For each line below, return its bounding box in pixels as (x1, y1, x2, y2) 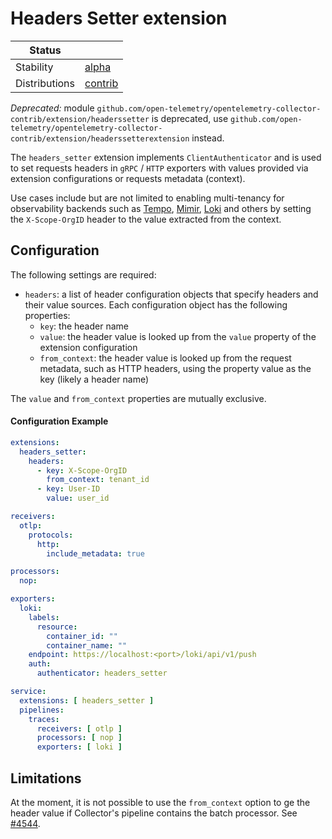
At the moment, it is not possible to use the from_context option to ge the (10, 797, 311, 809)
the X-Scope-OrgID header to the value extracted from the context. (10, 213, 282, 225)
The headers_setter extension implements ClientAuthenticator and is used (10, 151, 322, 163)
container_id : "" (46, 631, 118, 641)
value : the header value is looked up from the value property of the (39, 330, 317, 342)
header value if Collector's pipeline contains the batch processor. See (10, 807, 298, 819)
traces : (28, 714, 60, 724)
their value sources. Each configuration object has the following (24, 298, 288, 311)
